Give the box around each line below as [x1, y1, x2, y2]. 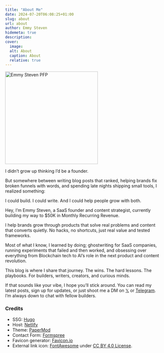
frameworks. [5, 233, 31, 238]
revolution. [5, 258, 27, 264]
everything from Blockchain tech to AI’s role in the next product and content [5, 253, 160, 259]
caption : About [9, 53, 41, 58]
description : [5, 35, 32, 40]
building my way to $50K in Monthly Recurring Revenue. [5, 213, 120, 219]
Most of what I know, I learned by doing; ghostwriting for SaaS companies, [5, 242, 157, 248]
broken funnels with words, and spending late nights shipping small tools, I [5, 183, 157, 189]
